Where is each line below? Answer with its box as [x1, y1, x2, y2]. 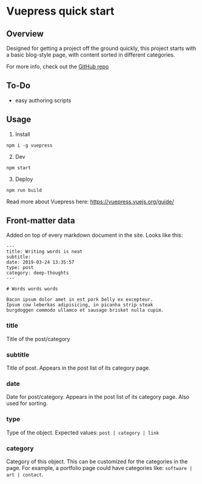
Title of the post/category [6, 335, 70, 342]
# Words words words [6, 286, 59, 292]
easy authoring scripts [15, 96, 72, 104]
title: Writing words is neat [6, 248, 83, 255]
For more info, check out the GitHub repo [6, 63, 109, 70]
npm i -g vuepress [6, 142, 53, 149]
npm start [6, 164, 32, 171]
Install [15, 130, 30, 138]
